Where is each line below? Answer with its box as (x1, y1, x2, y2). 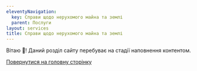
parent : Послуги (11, 20, 51, 25)
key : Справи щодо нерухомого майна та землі (11, 14, 123, 20)
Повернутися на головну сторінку (6, 59, 92, 66)
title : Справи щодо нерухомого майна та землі (6, 31, 123, 37)
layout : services (6, 25, 49, 31)
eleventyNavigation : (6, 8, 57, 15)
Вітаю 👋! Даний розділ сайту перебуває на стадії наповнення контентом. (6, 47, 191, 54)
